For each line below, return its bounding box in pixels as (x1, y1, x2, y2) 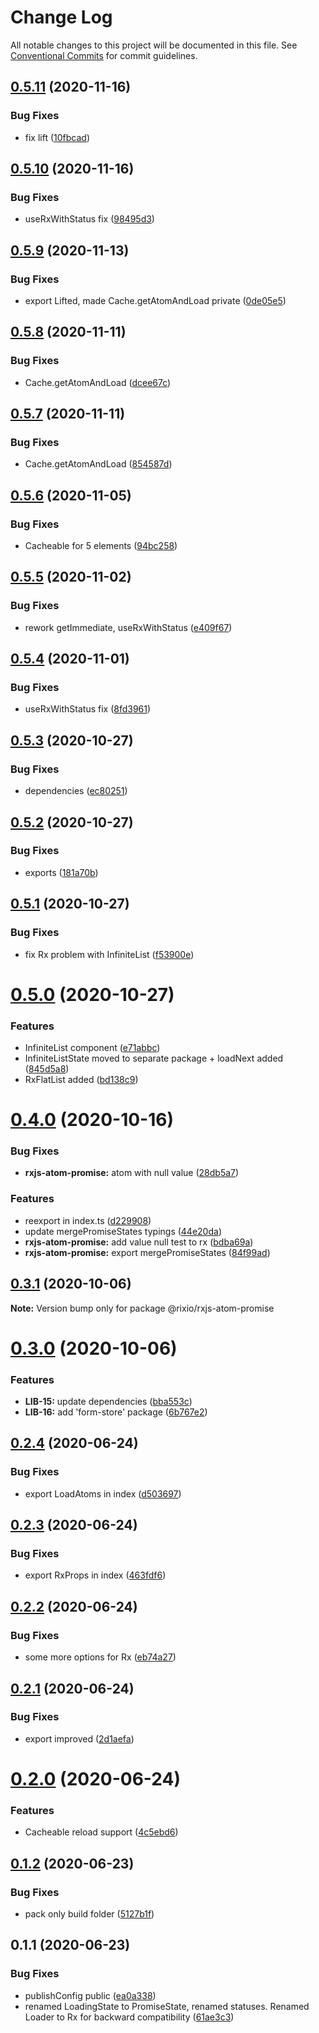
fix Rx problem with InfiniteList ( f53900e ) (24, 948, 195, 960)
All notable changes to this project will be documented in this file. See (10, 39, 298, 51)
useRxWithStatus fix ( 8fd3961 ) (24, 703, 152, 715)
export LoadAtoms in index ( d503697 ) (24, 1487, 182, 1500)
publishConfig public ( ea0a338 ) (24, 1989, 157, 2001)
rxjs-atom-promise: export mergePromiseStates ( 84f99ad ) (24, 1246, 271, 1258)
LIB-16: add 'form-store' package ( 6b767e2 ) (24, 1406, 208, 1418)
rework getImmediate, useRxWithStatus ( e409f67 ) (24, 621, 233, 633)
